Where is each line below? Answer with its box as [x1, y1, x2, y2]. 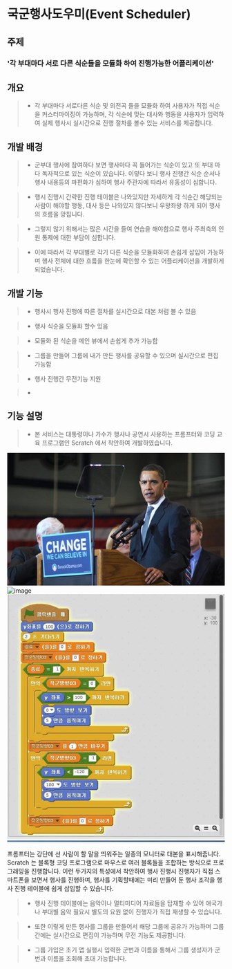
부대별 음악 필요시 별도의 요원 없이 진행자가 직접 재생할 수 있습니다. [41, 907, 222, 916]
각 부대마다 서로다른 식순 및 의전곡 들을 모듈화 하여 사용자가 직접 [34, 102, 208, 110]
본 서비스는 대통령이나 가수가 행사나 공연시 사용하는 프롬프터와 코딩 [34, 430, 215, 438]
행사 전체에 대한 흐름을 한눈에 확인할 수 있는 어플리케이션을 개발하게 [41, 257, 224, 265]
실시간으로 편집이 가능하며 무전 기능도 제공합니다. [52, 931, 186, 939]
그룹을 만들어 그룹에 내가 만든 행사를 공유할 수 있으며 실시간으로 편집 [34, 351, 219, 360]
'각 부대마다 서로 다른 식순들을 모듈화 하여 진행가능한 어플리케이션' [7, 58, 214, 68]
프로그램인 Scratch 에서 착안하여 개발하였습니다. [41, 439, 173, 447]
